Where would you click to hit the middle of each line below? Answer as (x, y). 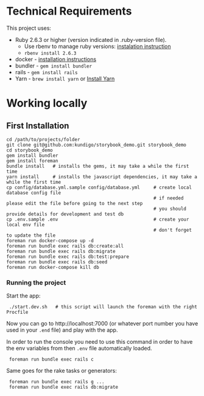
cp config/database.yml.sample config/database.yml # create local (99, 187)
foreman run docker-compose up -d (50, 241)
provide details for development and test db (65, 214)
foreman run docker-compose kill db (53, 267)
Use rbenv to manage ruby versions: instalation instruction (98, 46)
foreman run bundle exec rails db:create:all (65, 246)
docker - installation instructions (55, 59)
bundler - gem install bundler (54, 66)
